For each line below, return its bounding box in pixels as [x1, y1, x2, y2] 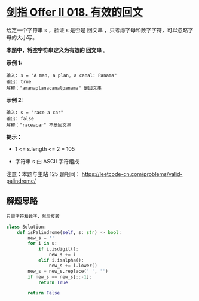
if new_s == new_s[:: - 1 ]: [27, 273, 93, 280]
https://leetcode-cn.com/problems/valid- [81, 170, 183, 177]
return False [27, 290, 60, 296]
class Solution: [6, 224, 47, 230]
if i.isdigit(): [38, 246, 79, 252]
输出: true [6, 78, 32, 84]
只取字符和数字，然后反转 [6, 213, 60, 219]
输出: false [6, 115, 34, 121]
